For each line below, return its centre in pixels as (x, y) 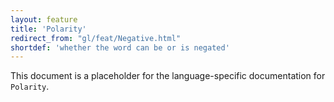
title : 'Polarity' (48, 29)
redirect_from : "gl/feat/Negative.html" (96, 38)
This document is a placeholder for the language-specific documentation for (168, 76)
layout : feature (44, 19)
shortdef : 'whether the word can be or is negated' (120, 47)
